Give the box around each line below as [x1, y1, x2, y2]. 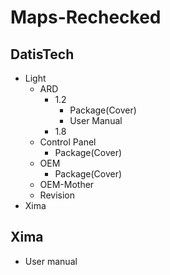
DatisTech [10, 46, 75, 63]
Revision [39, 189, 75, 201]
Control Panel [39, 136, 97, 148]
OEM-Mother [39, 179, 95, 190]
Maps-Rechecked [10, 6, 162, 29]
